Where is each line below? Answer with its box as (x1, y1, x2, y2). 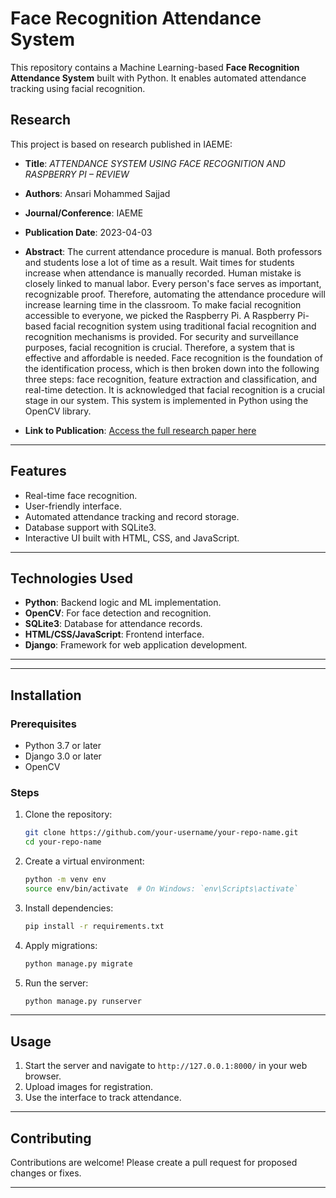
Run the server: (24, 977, 89, 989)
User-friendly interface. (24, 500, 122, 512)
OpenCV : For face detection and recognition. (24, 607, 212, 619)
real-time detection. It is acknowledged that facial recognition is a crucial (24, 383, 325, 396)
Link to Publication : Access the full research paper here (24, 424, 257, 436)
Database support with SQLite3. (24, 521, 157, 533)
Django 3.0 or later (24, 750, 102, 762)
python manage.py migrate (24, 958, 133, 969)
